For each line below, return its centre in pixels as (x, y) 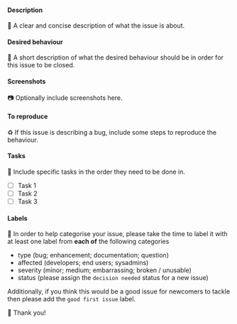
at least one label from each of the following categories (88, 242)
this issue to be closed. (41, 65)
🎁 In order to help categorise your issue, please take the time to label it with (118, 234)
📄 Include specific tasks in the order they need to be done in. (97, 172)
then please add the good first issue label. (72, 299)
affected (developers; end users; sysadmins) (83, 263)
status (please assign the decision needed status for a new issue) (113, 278)
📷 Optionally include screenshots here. (65, 97)
